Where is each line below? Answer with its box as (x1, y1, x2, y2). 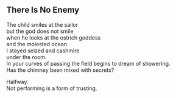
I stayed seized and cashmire (6, 47, 80, 54)
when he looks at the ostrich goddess (6, 33, 101, 41)
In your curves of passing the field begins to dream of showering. (6, 60, 171, 67)
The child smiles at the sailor (6, 21, 78, 28)
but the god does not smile (6, 27, 74, 35)
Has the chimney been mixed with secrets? (6, 66, 114, 74)
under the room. (6, 53, 47, 60)
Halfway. (6, 78, 29, 85)
